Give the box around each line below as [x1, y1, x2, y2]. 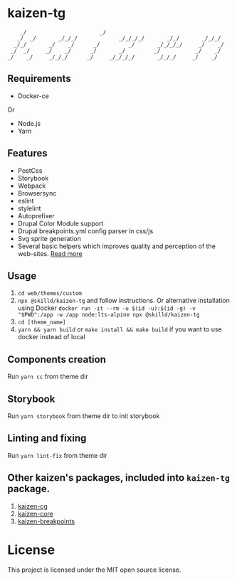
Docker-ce [17, 91, 50, 100]
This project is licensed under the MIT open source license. [7, 565, 181, 574]
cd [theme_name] [17, 319, 66, 326]
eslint [17, 196, 34, 205]
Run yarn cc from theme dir [7, 372, 88, 381]
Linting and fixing [7, 432, 87, 444]
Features [7, 147, 48, 159]
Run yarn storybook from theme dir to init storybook [7, 412, 160, 420]
